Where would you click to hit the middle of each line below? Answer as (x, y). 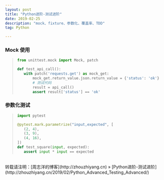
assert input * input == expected (59, 152)
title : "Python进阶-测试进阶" (33, 14)
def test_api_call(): (39, 69)
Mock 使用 (18, 50)
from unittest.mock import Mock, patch (58, 60)
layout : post (18, 10)
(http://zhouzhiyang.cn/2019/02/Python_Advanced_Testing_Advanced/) (77, 172)
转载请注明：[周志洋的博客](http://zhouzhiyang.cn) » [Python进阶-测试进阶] (81, 167)
